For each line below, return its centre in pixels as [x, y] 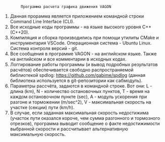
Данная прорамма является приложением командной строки [77, 16]
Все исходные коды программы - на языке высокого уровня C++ [81, 27]
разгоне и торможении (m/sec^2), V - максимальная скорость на [80, 102]
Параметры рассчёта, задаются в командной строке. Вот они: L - [81, 86]
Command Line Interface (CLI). [42, 21]
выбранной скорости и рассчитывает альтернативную [69, 129]
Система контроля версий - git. [44, 48]
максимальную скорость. [38, 134]
